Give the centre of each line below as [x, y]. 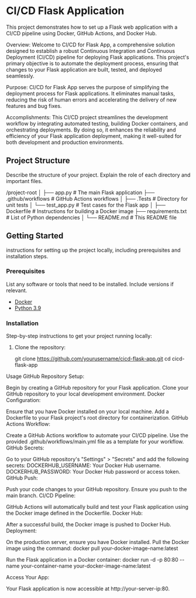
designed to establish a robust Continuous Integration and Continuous [91, 50]
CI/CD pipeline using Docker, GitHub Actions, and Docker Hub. [81, 33]
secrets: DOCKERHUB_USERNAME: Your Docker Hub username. [83, 465]
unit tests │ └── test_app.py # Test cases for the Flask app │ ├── [86, 205]
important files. [24, 181]
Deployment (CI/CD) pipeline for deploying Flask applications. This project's [98, 57]
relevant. [17, 290]
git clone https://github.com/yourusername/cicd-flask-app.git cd [92, 359]
